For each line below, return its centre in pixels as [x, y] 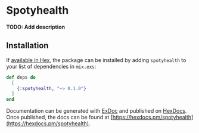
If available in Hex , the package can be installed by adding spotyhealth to [96, 60]
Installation [27, 46]
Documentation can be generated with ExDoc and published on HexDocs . [97, 111]
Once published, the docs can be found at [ [60, 117]
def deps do [21, 77]
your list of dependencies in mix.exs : [51, 66]
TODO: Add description [36, 27]
